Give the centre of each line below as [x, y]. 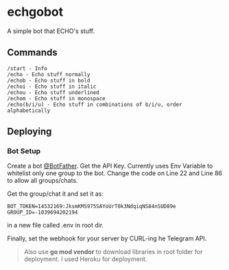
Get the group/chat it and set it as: [56, 194]
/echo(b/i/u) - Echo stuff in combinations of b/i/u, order [95, 104]
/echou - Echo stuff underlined [53, 92]
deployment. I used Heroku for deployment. [85, 259]
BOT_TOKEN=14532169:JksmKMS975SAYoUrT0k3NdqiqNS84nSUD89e [92, 207]
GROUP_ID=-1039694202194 [43, 213]
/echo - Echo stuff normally [49, 74]
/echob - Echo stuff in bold [49, 80]
